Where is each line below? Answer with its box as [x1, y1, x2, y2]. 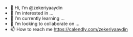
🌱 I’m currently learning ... [10, 15, 65, 21]
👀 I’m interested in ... [10, 10, 54, 16]
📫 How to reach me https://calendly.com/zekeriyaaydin [10, 26, 128, 32]
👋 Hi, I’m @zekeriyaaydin [10, 5, 63, 10]
